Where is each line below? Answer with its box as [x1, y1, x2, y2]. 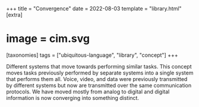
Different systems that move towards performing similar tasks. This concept [6, 63, 192, 70]
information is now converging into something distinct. [6, 94, 140, 101]
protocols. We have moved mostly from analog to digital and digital [6, 88, 170, 95]
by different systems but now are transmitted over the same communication [6, 82, 192, 89]
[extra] [6, 11, 23, 18]
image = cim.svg [6, 32, 90, 46]
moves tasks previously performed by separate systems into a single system [6, 69, 194, 76]
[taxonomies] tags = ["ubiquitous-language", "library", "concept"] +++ [6, 51, 178, 59]
